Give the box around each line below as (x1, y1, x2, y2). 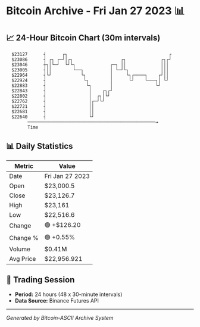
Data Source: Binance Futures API (14, 297, 99, 304)
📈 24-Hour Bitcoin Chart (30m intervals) (6, 33, 161, 43)
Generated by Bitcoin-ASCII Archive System (6, 314, 114, 321)
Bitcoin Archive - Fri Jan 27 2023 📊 (6, 4, 185, 18)
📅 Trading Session (6, 275, 75, 285)
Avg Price (9, 254, 36, 263)
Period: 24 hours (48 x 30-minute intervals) (14, 291, 123, 298)
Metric (14, 161, 34, 170)
